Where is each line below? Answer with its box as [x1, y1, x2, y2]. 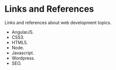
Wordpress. [11, 55, 35, 61]
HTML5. [11, 39, 28, 45]
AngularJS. [11, 29, 34, 35]
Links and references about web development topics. [4, 20, 112, 25]
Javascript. [11, 50, 35, 56]
